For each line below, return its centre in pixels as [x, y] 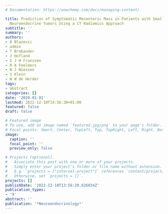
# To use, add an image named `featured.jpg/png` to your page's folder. [84, 125]
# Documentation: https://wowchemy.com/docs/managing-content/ [72, 10]
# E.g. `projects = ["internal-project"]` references [64, 171]
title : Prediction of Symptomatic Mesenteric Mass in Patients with [78, 19]
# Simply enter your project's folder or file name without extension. [84, 167]
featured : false [22, 107]
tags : [11, 84]
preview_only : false [31, 148]
